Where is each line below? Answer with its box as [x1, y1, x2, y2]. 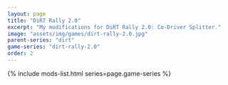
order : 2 [7, 50, 33, 57]
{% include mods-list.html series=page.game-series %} [7, 69, 172, 78]
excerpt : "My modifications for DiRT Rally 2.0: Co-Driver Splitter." [7, 23, 222, 30]
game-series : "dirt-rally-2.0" [7, 43, 100, 50]
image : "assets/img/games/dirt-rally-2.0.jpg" [7, 30, 148, 38]
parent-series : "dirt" [7, 37, 75, 44]
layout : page [7, 10, 46, 18]
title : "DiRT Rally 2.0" [7, 17, 81, 24]
